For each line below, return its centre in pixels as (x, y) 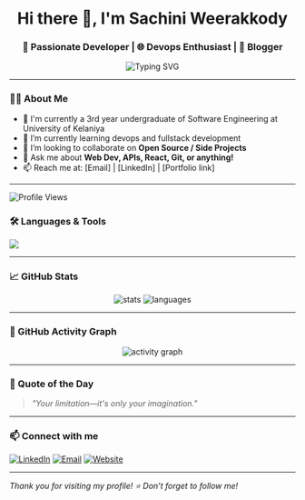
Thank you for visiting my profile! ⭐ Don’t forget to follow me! (124, 486)
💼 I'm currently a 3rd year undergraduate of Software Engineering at (150, 118)
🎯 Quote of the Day (52, 384)
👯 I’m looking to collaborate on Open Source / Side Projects (134, 147)
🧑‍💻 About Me (39, 99)
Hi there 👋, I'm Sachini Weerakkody (152, 19)
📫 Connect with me (54, 435)
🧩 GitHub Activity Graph (63, 332)
